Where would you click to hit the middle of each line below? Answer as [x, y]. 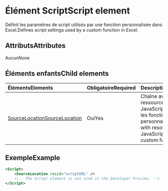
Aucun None [17, 58]
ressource [152, 102]
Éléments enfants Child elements [57, 73]
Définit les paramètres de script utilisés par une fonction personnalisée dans [84, 25]
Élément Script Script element [67, 11]
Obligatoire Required [111, 88]
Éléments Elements [30, 88]
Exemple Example [33, 158]
